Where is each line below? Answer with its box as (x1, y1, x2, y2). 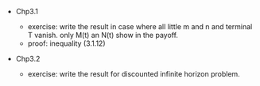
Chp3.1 (15, 7, 38, 16)
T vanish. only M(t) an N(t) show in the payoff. (27, 31, 179, 39)
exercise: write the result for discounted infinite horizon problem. (27, 69, 240, 78)
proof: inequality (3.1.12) (27, 39, 106, 48)
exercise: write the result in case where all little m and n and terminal (27, 22, 253, 31)
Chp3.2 (15, 54, 41, 63)
